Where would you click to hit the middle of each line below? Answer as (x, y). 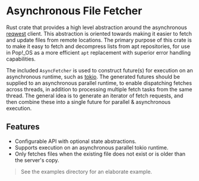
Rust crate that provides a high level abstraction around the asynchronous (97, 27)
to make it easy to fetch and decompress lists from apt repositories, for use (98, 46)
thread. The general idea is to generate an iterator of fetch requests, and (95, 96)
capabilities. (21, 59)
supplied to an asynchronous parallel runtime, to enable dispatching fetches (99, 83)
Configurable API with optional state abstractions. (75, 141)
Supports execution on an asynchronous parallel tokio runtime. (91, 147)
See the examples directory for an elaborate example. (86, 172)
